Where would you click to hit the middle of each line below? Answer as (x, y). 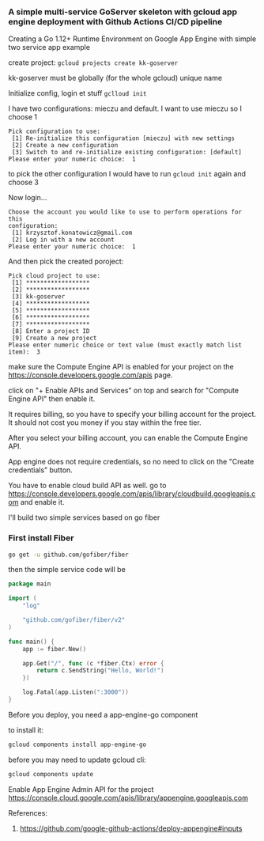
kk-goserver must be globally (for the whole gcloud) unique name (115, 78)
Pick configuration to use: (55, 132)
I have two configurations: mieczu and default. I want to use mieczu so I (125, 108)
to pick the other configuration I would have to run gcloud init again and (127, 174)
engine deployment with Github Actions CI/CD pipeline (115, 21)
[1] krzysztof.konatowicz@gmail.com (72, 233)
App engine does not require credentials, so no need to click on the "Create (131, 462)
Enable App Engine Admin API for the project (81, 789)
